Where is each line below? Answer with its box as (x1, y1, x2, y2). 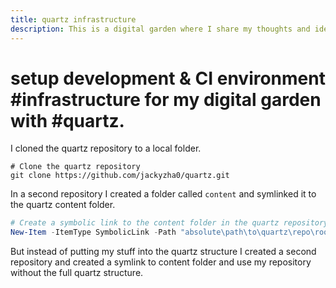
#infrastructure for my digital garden (10, 88, 322, 111)
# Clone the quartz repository (10, 162, 141, 172)
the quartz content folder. (10, 199, 116, 211)
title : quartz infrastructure (10, 14, 137, 25)
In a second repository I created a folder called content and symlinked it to (10, 188, 317, 200)
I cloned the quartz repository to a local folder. (10, 142, 202, 155)
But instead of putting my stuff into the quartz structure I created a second (10, 246, 317, 258)
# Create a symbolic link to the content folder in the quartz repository (10, 218, 329, 228)
